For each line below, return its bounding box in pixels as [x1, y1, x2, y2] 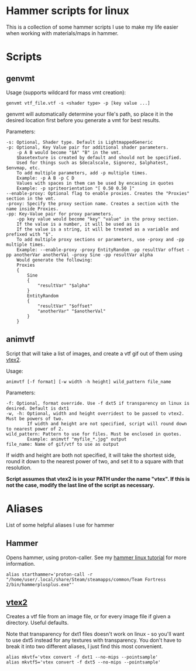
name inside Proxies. [6, 206, 59, 212]
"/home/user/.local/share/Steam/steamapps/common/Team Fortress [6, 576, 166, 583]
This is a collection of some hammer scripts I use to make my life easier [6, 23, 178, 30]
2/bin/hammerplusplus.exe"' [6, 581, 75, 587]
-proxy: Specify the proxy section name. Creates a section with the [6, 201, 180, 207]
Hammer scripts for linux [6, 4, 130, 18]
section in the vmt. [6, 195, 57, 201]
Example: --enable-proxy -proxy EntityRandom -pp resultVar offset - [16, 247, 190, 253]
